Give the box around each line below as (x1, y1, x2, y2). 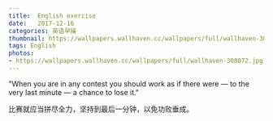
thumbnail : (8, 34, 45, 43)
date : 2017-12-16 (8, 19, 75, 27)
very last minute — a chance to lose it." (8, 87, 140, 97)
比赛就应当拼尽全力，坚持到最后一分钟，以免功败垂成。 (8, 104, 193, 114)
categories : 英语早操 (8, 27, 77, 35)
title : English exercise (8, 11, 96, 20)
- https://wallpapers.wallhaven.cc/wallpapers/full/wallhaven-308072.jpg (8, 57, 264, 65)
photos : (8, 49, 35, 57)
